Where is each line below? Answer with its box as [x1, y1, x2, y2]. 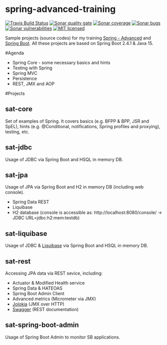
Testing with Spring [12, 65, 52, 71]
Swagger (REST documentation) [12, 307, 79, 312]
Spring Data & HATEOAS [12, 285, 63, 291]
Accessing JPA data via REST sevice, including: [5, 270, 103, 276]
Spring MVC [12, 70, 38, 76]
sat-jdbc [5, 143, 32, 152]
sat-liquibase [5, 229, 47, 238]
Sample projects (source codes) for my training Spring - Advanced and [5, 35, 151, 41]
